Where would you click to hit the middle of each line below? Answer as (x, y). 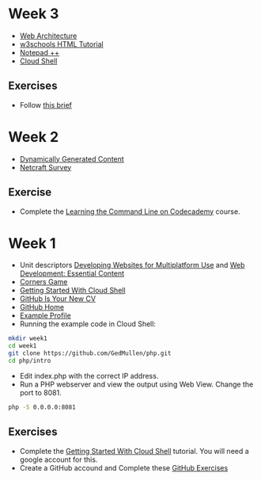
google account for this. (59, 459)
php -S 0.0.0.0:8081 (42, 407)
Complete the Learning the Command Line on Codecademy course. (130, 211)
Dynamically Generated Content (72, 158)
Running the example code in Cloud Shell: (88, 324)
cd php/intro (30, 361)
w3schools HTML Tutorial (62, 44)
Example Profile (45, 316)
